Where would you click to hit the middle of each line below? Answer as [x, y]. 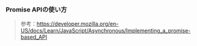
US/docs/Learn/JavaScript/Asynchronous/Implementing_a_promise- [105, 31]
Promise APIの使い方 [36, 9]
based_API [34, 37]
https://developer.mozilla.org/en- [78, 24]
